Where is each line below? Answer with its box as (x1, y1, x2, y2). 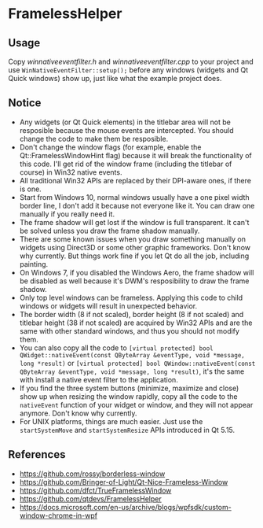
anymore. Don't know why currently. (19, 408, 137, 418)
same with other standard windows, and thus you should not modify (19, 326, 239, 335)
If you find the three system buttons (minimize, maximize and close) (19, 383, 239, 393)
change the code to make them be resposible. (19, 134, 169, 143)
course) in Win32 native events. (19, 167, 122, 177)
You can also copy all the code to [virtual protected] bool (19, 343, 214, 353)
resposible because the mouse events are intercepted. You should (19, 125, 234, 135)
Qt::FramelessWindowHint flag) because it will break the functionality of (19, 150, 253, 160)
